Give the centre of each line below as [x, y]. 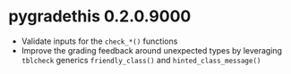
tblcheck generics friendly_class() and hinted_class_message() [141, 60]
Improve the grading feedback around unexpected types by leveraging [152, 50]
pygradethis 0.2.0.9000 [100, 16]
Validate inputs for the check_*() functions [99, 41]
